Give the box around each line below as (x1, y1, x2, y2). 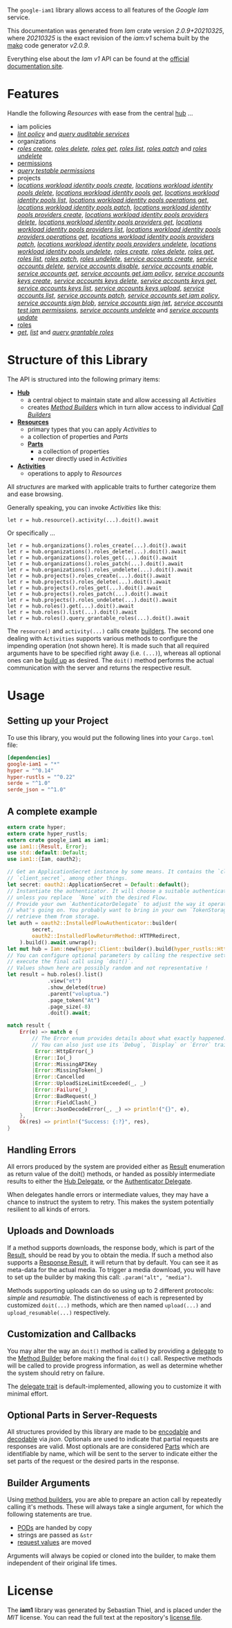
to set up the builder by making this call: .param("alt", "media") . (7, 1273, 193, 1281)
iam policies (17, 122, 52, 131)
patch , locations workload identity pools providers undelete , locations (17, 240, 217, 248)
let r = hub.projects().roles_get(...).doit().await (7, 584, 162, 591)
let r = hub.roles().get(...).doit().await (7, 603, 135, 609)
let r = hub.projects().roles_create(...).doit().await (7, 572, 171, 579)
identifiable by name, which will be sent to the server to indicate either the (7, 1450, 217, 1458)
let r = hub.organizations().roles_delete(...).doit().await (7, 548, 187, 555)
